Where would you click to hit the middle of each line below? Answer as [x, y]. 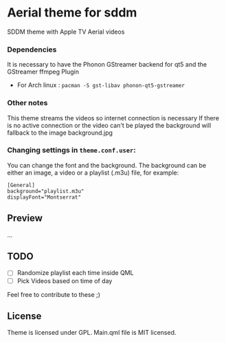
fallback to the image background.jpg [60, 133]
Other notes [27, 103]
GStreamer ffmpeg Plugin [43, 72]
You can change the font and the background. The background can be [107, 165]
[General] [21, 185]
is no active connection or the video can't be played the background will [109, 125]
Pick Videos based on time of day [65, 280]
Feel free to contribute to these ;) [54, 294]
